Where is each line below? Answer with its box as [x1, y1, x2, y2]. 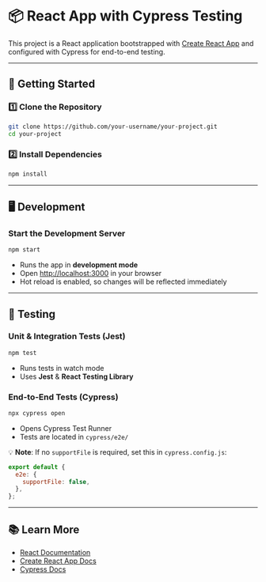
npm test [8, 349, 37, 357]
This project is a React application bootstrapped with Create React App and [8, 38, 254, 48]
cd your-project [8, 130, 62, 138]
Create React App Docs [19, 556, 97, 566]
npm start [8, 246, 41, 254]
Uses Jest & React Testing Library [19, 372, 134, 381]
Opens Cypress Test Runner [19, 423, 112, 433]
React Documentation [19, 548, 91, 557]
